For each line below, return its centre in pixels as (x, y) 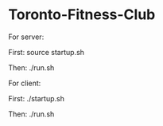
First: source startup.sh (47, 52)
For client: (25, 83)
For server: (26, 37)
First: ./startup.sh (37, 98)
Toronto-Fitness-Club (82, 15)
